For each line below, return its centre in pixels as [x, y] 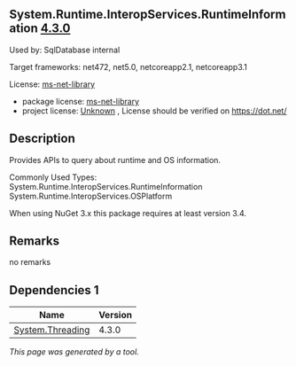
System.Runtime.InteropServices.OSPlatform [91, 196]
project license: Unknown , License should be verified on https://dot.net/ [154, 111]
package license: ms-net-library [81, 101]
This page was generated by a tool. [74, 352]
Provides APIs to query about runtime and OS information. [115, 160]
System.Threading [52, 330]
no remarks [30, 262]
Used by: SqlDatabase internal [65, 50]
